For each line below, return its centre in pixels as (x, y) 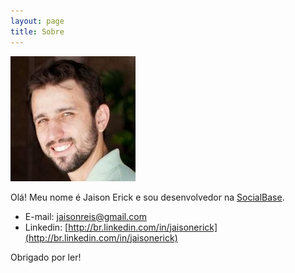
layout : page (37, 21)
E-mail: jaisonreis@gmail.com (85, 216)
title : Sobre (37, 31)
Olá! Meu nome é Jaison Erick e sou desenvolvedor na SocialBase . (147, 197)
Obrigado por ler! (46, 257)
